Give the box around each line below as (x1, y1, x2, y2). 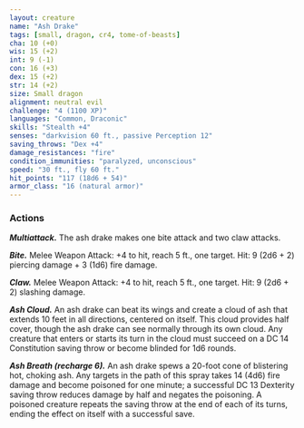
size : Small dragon (9, 89, 83, 98)
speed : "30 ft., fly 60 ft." (9, 165, 120, 174)
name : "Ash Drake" (9, 22, 79, 31)
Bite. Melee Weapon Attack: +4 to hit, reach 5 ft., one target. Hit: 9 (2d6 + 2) (9, 250, 295, 261)
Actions (9, 212, 45, 225)
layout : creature (9, 13, 75, 23)
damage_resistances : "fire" (9, 148, 116, 157)
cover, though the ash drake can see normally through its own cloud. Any (9, 324, 283, 335)
